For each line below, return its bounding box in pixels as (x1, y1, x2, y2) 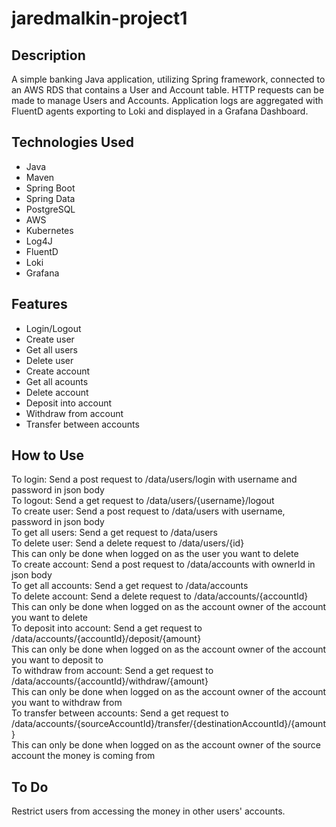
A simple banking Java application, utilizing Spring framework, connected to (11, 73, 326, 85)
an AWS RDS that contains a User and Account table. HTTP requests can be (11, 84, 325, 96)
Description (11, 47, 86, 64)
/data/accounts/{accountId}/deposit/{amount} (11, 633, 202, 645)
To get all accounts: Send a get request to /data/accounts (11, 580, 249, 592)
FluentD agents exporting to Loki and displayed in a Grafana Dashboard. (11, 105, 309, 117)
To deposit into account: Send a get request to (11, 622, 203, 634)
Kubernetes (25, 224, 74, 236)
